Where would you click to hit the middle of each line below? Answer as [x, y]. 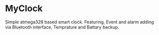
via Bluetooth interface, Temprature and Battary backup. [62, 27]
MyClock [24, 9]
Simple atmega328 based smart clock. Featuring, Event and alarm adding [79, 22]
